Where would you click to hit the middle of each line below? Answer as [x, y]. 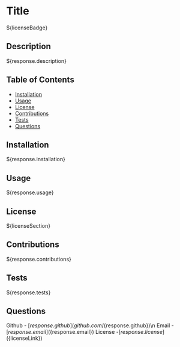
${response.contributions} [39, 259]
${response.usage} [30, 192]
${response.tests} [28, 292]
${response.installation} [36, 159]
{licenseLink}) [25, 338]
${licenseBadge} [27, 28]
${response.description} [37, 61]
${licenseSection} [28, 226]
